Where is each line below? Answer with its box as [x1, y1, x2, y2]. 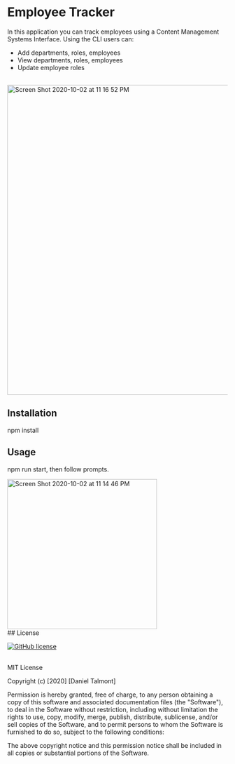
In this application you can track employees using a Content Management [7, 27, 220, 36]
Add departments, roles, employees [17, 48, 121, 57]
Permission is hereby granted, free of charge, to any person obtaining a [7, 690, 213, 699]
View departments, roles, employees [17, 55, 124, 64]
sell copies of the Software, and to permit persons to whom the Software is [7, 720, 224, 728]
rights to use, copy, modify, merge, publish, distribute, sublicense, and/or [7, 713, 218, 721]
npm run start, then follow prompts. [7, 464, 110, 474]
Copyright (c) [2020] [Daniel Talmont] [7, 676, 116, 685]
